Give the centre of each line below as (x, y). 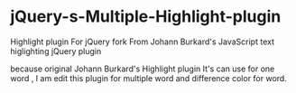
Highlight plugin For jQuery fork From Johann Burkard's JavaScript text (142, 42)
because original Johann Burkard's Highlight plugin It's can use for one (143, 69)
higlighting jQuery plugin (56, 51)
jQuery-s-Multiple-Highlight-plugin (146, 17)
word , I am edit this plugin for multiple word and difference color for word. (148, 78)
